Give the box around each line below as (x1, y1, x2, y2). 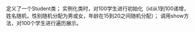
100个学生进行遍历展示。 (21, 20, 82, 26)
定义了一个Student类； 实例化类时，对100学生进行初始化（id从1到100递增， (6, 5, 189, 12)
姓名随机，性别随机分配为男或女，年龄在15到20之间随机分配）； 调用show (6, 12, 184, 19)
